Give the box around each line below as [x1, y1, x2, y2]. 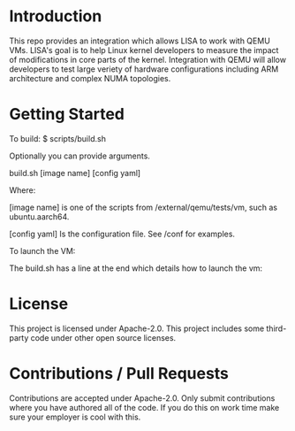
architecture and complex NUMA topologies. [9, 73, 171, 83]
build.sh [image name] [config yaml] [9, 167, 141, 178]
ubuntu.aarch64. [9, 211, 70, 222]
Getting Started [9, 104, 125, 125]
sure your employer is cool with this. [9, 412, 141, 422]
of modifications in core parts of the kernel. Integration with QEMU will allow [9, 54, 287, 65]
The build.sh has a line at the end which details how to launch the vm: [9, 263, 263, 273]
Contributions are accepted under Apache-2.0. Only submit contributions [9, 392, 276, 404]
